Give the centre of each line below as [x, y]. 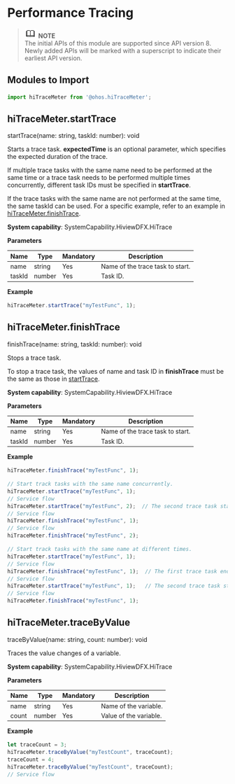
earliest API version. [53, 58]
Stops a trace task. [34, 358]
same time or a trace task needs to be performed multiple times [99, 178]
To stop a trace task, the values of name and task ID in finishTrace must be [115, 371]
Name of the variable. [132, 706]
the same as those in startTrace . [54, 379]
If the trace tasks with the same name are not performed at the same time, [114, 199]
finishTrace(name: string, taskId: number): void [74, 344]
